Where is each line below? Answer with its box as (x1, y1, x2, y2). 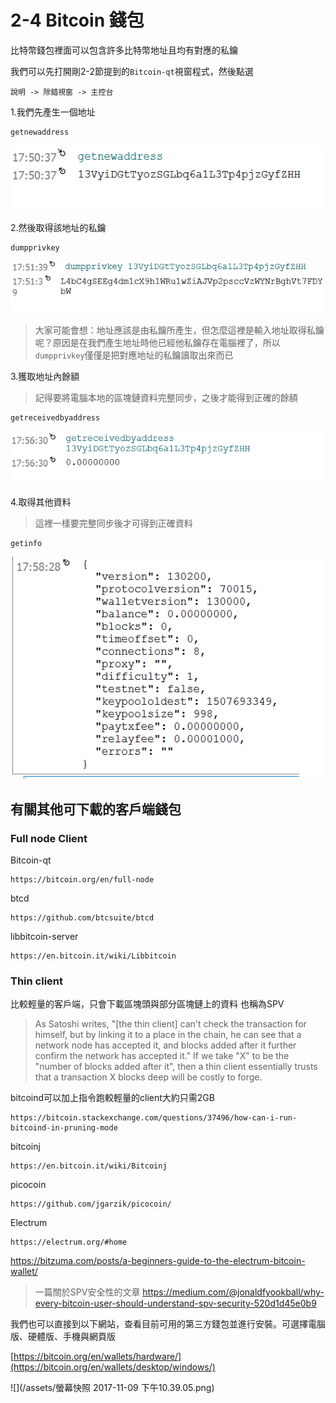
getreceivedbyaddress (10, 412, 101, 423)
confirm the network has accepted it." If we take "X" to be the (34, 1050, 290, 1062)
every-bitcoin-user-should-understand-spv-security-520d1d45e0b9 (34, 1297, 317, 1310)
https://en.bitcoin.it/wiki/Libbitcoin (10, 951, 177, 961)
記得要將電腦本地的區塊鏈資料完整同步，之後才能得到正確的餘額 (34, 391, 298, 403)
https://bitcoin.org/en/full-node (10, 874, 155, 885)
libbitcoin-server (10, 930, 79, 942)
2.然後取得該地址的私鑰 (10, 221, 107, 233)
